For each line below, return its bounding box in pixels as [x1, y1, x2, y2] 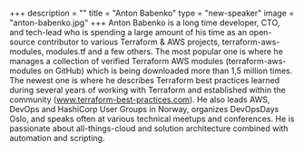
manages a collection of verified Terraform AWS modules [9, 56, 224, 66]
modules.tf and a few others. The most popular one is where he [45, 46, 284, 57]
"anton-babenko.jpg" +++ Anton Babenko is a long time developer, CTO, [9, 17, 280, 28]
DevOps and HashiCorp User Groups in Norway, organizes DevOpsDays [9, 104, 279, 114]
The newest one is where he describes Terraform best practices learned [9, 75, 280, 85]
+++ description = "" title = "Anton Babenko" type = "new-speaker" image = [9, 8, 295, 18]
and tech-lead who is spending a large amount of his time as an [9, 27, 248, 37]
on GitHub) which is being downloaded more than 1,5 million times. [44, 65, 293, 76]
